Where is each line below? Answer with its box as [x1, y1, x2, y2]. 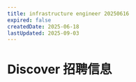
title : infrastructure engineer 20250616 [7, 10, 130, 17]
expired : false [7, 17, 52, 24]
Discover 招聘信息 [7, 62, 112, 77]
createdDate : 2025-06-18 [7, 23, 80, 30]
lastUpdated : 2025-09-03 [7, 29, 80, 37]
